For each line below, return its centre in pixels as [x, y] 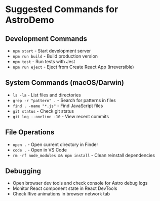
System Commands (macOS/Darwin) [65, 83]
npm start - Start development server [52, 51]
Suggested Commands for [62, 9]
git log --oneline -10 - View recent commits [61, 116]
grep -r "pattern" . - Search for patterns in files [64, 100]
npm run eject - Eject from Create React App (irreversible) [73, 67]
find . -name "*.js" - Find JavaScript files [58, 106]
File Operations [30, 132]
